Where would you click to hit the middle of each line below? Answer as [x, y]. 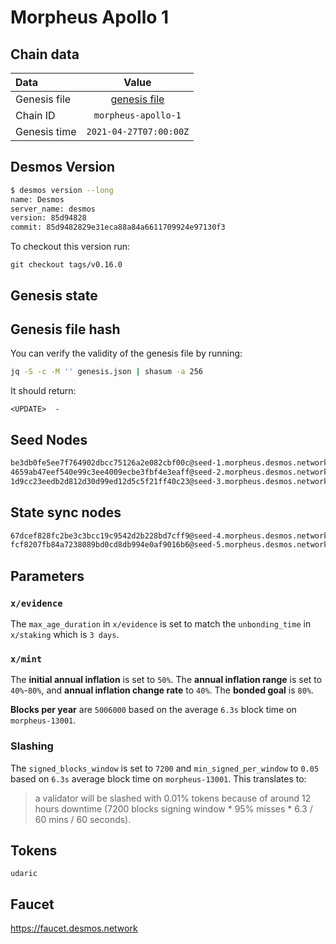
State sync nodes [66, 512]
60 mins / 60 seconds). [83, 819]
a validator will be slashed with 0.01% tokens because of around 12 [173, 798]
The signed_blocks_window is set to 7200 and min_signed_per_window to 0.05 [165, 768]
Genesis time [46, 131]
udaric [24, 874]
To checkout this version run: [70, 247]
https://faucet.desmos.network [74, 928]
